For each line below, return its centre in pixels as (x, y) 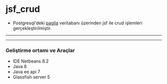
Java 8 (20, 67)
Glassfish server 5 (31, 77)
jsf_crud (23, 9)
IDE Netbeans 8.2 (31, 61)
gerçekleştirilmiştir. (32, 28)
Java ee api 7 (26, 72)
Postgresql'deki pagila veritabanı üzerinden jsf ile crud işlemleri (78, 23)
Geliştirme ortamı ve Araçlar (40, 50)
